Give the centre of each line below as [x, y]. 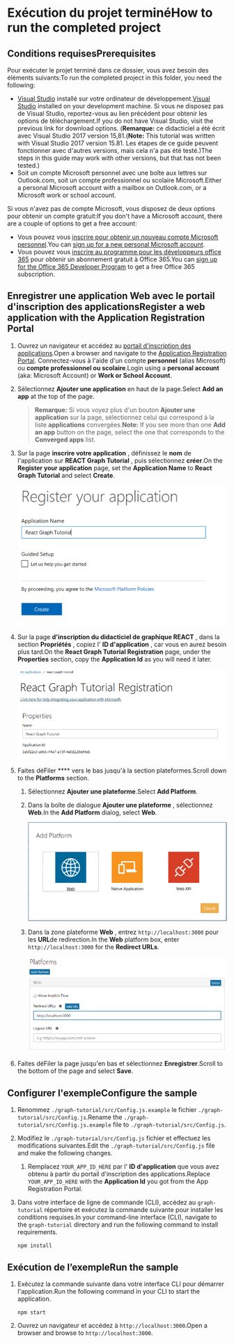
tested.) [29, 165]
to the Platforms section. [53, 778]
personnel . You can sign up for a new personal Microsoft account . [111, 244]
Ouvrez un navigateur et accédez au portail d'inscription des [104, 345]
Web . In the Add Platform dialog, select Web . [92, 812]
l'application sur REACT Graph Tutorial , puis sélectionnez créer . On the [120, 460]
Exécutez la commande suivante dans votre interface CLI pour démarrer [121, 1284]
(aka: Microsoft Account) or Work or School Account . [95, 375]
